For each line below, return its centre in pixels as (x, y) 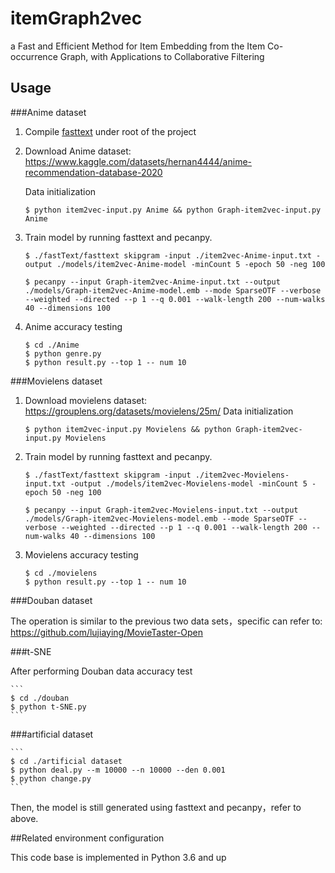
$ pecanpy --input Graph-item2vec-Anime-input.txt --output (152, 282)
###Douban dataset (51, 600)
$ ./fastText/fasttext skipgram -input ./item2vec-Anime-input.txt (168, 255)
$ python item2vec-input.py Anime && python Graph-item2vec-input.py (173, 210)
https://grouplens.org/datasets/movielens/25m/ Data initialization (159, 411)
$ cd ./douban (40, 698)
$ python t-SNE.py (48, 707)
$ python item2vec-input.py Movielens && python (128, 429)
